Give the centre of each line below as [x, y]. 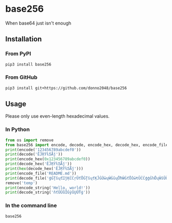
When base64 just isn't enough [38, 23]
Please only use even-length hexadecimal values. [58, 116]
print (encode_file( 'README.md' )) [41, 173]
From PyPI [18, 54]
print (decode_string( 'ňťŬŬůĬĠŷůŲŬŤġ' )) [48, 192]
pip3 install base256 [28, 64]
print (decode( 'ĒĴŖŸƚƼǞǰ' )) [34, 154]
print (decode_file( [26, 178]
